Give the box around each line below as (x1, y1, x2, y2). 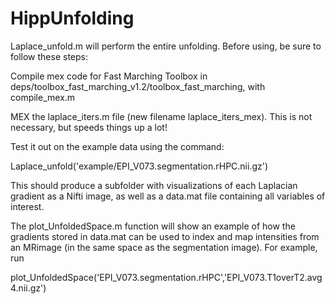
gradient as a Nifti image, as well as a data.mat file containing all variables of (10, 190, 326, 202)
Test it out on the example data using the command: (10, 140, 225, 152)
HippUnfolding (10, 7, 135, 30)
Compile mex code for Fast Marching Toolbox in (10, 70, 208, 82)
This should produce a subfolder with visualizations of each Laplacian (10, 179, 298, 191)
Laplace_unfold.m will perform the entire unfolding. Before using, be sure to (10, 40, 322, 52)
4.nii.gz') (10, 282, 47, 294)
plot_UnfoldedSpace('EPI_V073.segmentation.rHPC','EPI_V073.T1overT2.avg (10, 271, 323, 283)
